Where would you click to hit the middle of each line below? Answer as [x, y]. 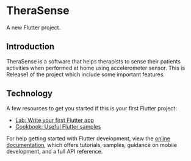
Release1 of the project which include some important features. [86, 74]
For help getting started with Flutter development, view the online [88, 138]
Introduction [31, 47]
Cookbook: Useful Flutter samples [58, 126]
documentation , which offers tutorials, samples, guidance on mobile [92, 145]
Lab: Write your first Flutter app [55, 120]
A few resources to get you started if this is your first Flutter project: [92, 108]
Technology [30, 94]
